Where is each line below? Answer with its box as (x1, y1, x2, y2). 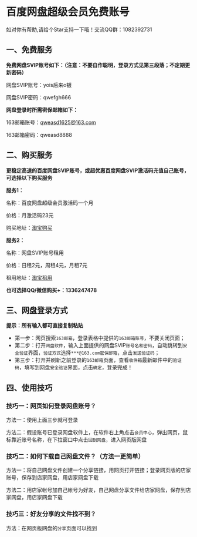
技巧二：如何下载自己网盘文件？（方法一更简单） (6, 452, 145, 460)
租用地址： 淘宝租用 (6, 274, 53, 281)
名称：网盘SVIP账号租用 (6, 249, 64, 256)
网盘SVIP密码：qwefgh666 (6, 93, 72, 100)
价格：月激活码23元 (6, 212, 54, 219)
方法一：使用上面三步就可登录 (6, 417, 78, 424)
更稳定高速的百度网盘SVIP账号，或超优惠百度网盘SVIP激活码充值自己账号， (6, 167, 189, 174)
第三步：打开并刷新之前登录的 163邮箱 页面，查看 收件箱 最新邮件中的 (14, 357, 173, 364)
